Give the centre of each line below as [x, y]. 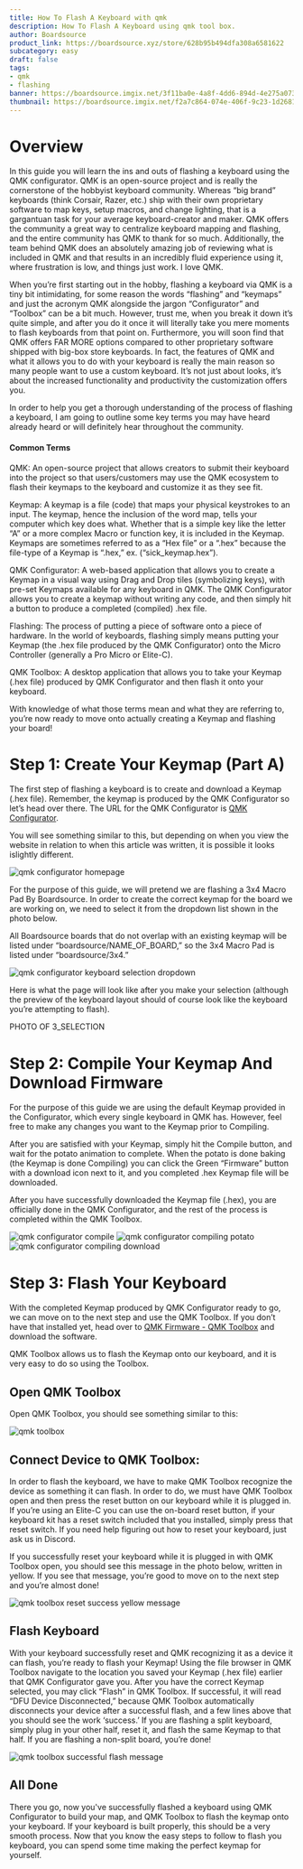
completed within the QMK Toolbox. [76, 1219]
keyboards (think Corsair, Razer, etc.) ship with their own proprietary [136, 200]
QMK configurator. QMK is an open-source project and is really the [133, 181]
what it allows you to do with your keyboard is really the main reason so [142, 361]
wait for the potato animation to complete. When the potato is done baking [147, 1154]
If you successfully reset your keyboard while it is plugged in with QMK [141, 1556]
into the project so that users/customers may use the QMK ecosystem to [144, 477]
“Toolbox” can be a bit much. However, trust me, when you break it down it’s [151, 313]
